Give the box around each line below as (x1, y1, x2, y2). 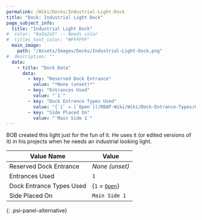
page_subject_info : (6, 20, 55, 26)
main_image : (11, 43, 42, 49)
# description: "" (6, 53, 55, 60)
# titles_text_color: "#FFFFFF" (6, 37, 90, 43)
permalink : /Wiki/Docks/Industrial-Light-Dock (6, 8, 125, 15)
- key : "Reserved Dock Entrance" (28, 76, 112, 82)
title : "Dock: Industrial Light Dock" (6, 14, 103, 20)
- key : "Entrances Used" (28, 87, 90, 93)
